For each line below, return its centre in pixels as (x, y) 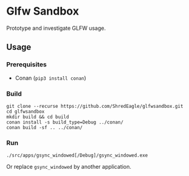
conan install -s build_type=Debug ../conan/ (65, 122)
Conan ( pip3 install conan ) (50, 78)
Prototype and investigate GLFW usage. (56, 28)
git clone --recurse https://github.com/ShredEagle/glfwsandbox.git (95, 106)
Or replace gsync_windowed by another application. (69, 167)
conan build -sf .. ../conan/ (45, 127)
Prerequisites (26, 65)
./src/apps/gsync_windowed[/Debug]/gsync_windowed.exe (77, 156)
